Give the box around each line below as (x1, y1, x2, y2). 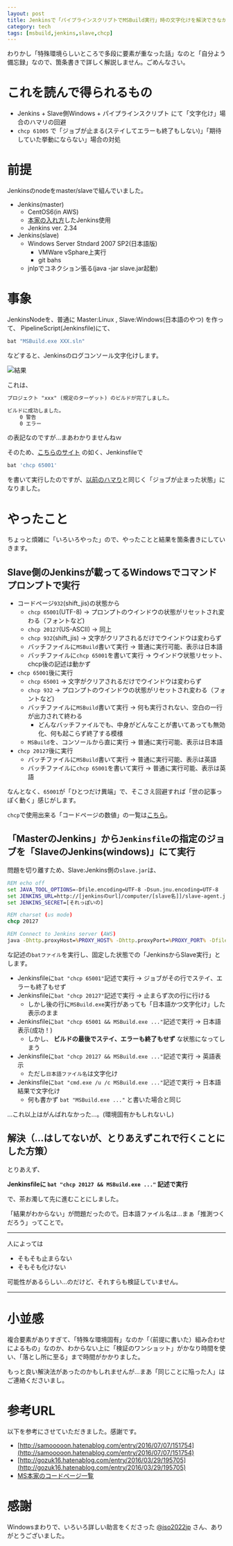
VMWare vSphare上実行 (37, 248, 107, 257)
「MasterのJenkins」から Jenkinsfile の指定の (7, 833, 207, 845)
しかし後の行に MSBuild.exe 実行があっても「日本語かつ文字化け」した (27, 1000, 225, 1008)
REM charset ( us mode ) (7, 911, 73, 918)
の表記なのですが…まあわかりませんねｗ (7, 433, 122, 442)
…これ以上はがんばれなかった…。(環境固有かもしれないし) (7, 1110, 175, 1118)
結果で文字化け (17, 1086, 60, 1095)
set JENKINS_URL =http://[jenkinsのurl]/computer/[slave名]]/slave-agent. (7, 893, 223, 900)
